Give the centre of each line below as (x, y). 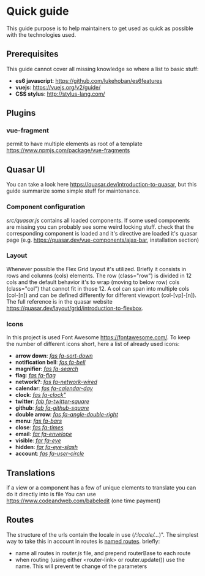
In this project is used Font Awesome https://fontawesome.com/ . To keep (99, 337)
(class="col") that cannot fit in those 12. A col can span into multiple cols (98, 288)
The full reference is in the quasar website (60, 301)
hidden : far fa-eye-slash (47, 447)
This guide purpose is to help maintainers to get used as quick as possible (100, 28)
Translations (31, 473)
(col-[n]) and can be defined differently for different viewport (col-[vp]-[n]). (102, 295)
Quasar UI (26, 170)
